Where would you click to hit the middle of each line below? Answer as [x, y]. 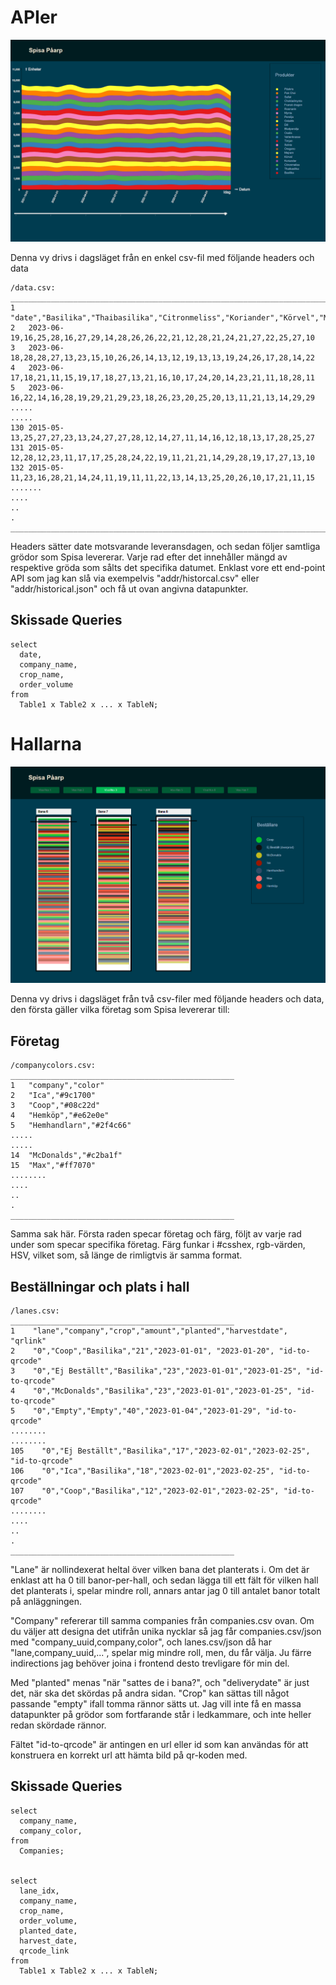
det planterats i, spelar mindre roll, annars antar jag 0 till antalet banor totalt [165, 1591]
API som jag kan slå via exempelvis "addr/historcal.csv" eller [135, 578]
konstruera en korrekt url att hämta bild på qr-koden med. [129, 1755]
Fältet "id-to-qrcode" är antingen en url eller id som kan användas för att [159, 1745]
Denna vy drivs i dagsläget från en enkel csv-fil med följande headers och [162, 257]
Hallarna [46, 743]
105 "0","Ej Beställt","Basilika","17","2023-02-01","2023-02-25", [160, 1451]
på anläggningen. [46, 1602]
